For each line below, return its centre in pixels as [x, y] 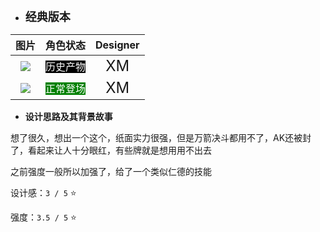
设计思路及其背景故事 [68, 116]
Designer [117, 45]
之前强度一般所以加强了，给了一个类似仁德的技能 [111, 171]
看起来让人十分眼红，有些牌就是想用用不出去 [119, 150]
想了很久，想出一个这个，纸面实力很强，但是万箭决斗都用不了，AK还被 [156, 137]
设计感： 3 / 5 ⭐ [43, 192]
